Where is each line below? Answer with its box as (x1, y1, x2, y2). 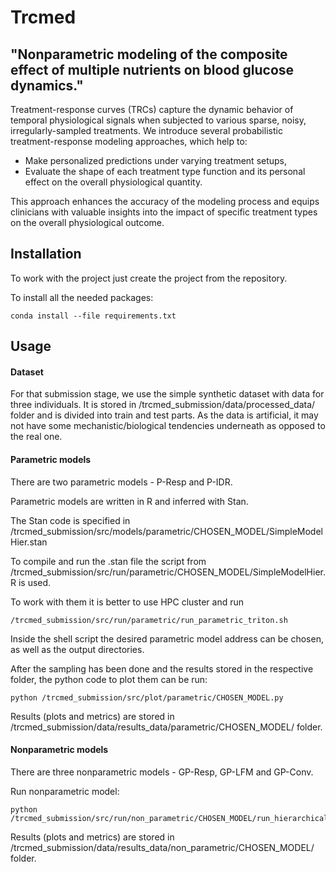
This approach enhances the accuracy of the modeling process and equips (10, 196, 320, 207)
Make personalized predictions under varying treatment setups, (24, 155, 288, 166)
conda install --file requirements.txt (10, 311, 177, 321)
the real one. (10, 431, 63, 443)
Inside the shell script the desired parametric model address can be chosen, (10, 632, 324, 645)
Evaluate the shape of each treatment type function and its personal (24, 166, 306, 177)
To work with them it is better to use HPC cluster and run (10, 596, 244, 608)
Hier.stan (10, 536, 48, 548)
